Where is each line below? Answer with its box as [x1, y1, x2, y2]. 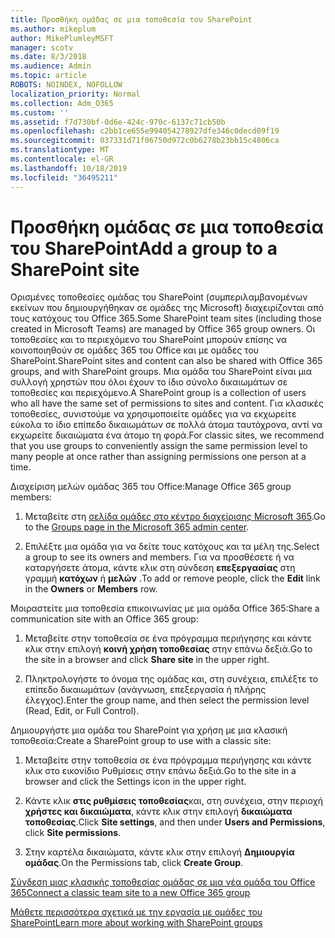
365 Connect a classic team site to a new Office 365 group [10, 887, 251, 899]
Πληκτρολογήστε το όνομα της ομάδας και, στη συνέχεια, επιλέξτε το [24, 673, 319, 685]
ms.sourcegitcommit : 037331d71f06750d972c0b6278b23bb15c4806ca [10, 136, 280, 146]
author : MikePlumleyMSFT [10, 33, 114, 43]
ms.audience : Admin [10, 61, 92, 71]
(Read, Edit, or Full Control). [24, 705, 140, 717]
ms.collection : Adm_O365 [10, 98, 114, 108]
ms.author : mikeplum [10, 24, 97, 34]
